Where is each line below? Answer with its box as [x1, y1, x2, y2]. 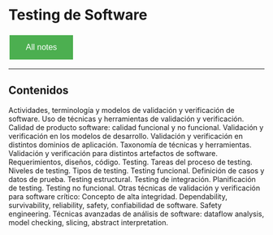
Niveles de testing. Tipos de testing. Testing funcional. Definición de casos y [8, 165, 265, 176]
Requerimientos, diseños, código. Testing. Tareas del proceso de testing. [8, 157, 253, 167]
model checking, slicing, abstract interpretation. [8, 217, 169, 227]
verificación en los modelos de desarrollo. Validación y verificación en [8, 131, 244, 141]
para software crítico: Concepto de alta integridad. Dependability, [8, 191, 227, 201]
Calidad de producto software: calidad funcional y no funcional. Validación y [8, 122, 264, 132]
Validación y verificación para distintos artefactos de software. [8, 148, 218, 158]
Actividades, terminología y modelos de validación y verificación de [8, 105, 235, 115]
